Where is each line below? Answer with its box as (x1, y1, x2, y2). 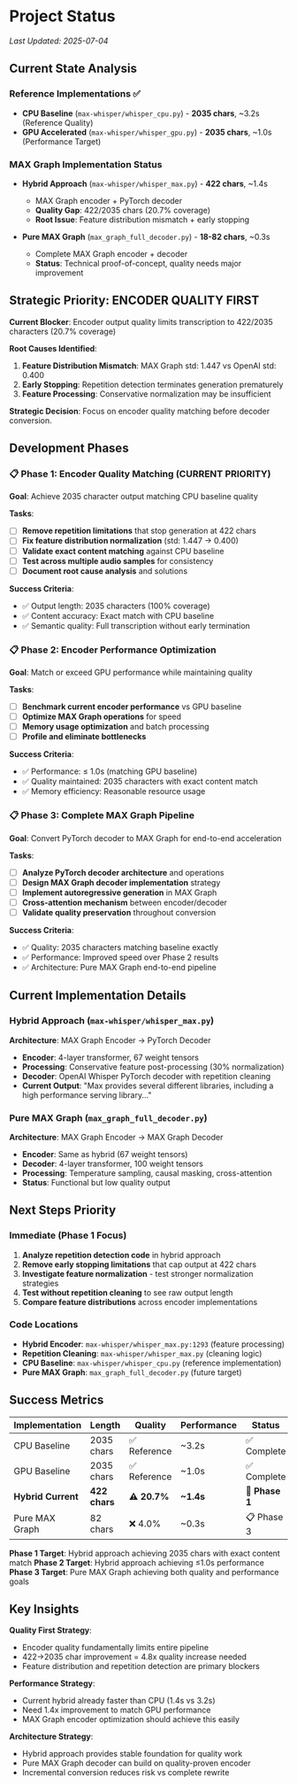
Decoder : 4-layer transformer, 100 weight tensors (21, 1158, 203, 1169)
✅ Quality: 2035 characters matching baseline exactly (21, 941, 219, 953)
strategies (21, 1278, 59, 1288)
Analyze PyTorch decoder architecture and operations (21, 867, 225, 877)
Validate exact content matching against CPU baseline (21, 545, 225, 556)
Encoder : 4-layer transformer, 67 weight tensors (21, 1052, 200, 1062)
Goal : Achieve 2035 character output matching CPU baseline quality (9, 491, 259, 502)
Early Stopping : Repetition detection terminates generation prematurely (21, 379, 284, 390)
